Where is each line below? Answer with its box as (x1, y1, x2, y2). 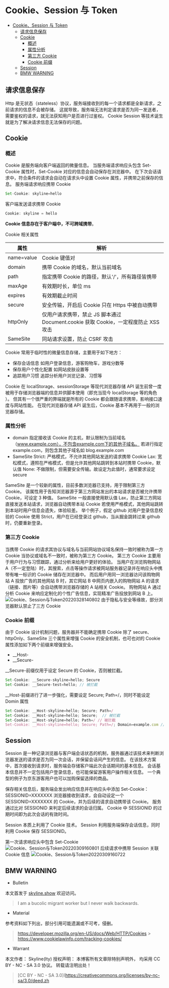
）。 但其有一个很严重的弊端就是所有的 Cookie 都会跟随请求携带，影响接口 (5, 396, 158, 402)
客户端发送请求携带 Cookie (5, 201, 61, 207)
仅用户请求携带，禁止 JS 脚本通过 (42, 311, 122, 318)
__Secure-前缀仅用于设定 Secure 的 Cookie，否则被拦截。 (5, 667, 125, 673)
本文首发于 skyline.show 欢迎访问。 (5, 890, 79, 896)
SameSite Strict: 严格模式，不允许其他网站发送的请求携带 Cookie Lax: (12, 453, 157, 460)
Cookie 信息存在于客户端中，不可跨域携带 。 (5, 221, 97, 227)
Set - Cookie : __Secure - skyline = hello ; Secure (5, 677, 100, 682)
